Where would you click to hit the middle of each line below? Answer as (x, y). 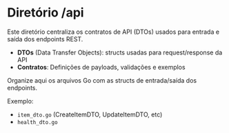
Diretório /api (46, 13)
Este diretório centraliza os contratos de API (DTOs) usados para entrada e (113, 32)
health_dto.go (37, 122)
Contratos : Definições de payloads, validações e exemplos (101, 67)
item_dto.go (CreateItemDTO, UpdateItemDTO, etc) (90, 114)
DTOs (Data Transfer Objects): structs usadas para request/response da (120, 52)
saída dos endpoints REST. (45, 39)
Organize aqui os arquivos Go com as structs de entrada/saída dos (102, 80)
